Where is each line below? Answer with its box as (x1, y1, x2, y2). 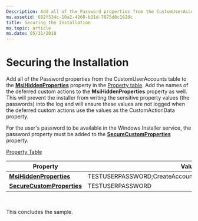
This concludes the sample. (6, 209, 74, 216)
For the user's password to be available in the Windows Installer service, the (6, 124, 192, 131)
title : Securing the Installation (6, 19, 91, 25)
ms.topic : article (6, 25, 51, 31)
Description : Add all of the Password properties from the (6, 8, 154, 15)
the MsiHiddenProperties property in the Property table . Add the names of (6, 82, 189, 89)
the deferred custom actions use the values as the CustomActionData (6, 107, 175, 114)
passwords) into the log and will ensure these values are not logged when (6, 101, 186, 108)
